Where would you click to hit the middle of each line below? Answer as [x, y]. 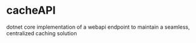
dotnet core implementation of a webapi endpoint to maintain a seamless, [98, 27]
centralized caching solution [42, 33]
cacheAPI [31, 10]
